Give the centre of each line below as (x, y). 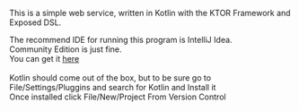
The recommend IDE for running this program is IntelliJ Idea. (121, 40)
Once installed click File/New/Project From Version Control (118, 97)
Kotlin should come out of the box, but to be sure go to (110, 78)
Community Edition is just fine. (66, 49)
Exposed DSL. (35, 22)
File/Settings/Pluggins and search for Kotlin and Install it (113, 87)
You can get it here (44, 59)
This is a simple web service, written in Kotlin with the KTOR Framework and (150, 13)
